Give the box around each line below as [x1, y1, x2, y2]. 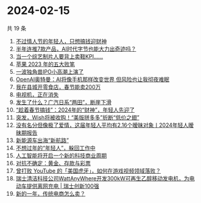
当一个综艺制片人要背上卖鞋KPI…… [15, 52, 104, 60]
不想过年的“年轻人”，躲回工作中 [15, 144, 96, 151]
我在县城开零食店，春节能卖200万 [15, 83, 101, 90]
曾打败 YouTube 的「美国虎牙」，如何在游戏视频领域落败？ [15, 167, 161, 174]
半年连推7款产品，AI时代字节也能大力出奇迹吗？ [15, 45, 136, 52]
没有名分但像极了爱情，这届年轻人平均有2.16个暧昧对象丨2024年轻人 [15, 121, 189, 129]
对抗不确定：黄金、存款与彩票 [15, 159, 91, 166]
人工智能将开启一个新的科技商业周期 [15, 152, 107, 159]
